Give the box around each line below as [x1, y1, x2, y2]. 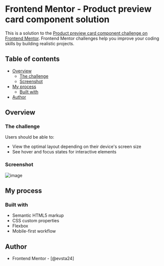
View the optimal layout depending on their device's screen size [12, 144, 141, 149]
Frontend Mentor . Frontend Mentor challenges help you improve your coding [5, 35, 160, 41]
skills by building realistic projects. [5, 40, 74, 46]
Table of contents [5, 55, 60, 63]
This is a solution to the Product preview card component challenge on [5, 30, 148, 36]
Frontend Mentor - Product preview [5, 3, 152, 15]
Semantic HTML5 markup [12, 212, 64, 218]
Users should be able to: [5, 134, 55, 140]
